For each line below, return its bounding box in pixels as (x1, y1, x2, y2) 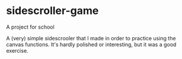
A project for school (6, 23, 55, 30)
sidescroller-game (6, 4, 99, 18)
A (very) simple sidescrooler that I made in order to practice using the (6, 34, 176, 41)
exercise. (6, 47, 28, 54)
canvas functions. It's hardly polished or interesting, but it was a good (6, 41, 177, 48)
